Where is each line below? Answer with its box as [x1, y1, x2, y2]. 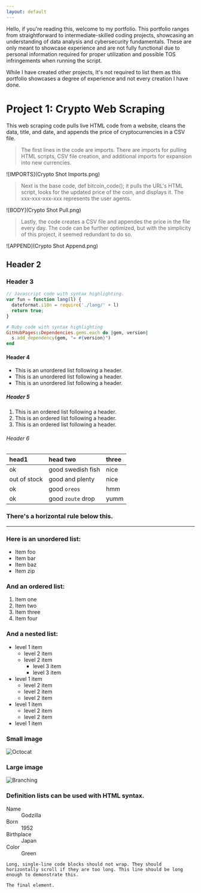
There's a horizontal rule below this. [6, 512, 114, 521]
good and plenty [48, 475, 95, 483]
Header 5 [6, 393, 30, 400]
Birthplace [6, 830, 32, 837]
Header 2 [6, 259, 42, 270]
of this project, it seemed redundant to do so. [20, 231, 133, 238]
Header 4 [6, 353, 30, 360]
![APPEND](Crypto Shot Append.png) [6, 242, 99, 249]
